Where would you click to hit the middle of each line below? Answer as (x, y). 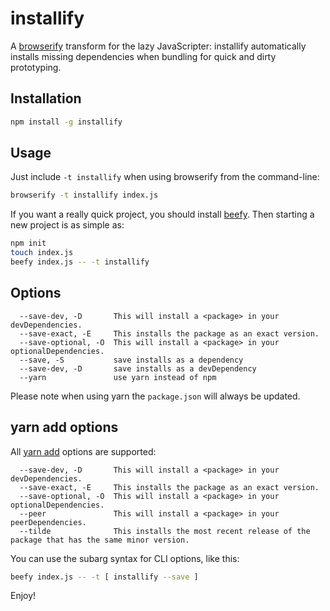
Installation (46, 98)
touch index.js (42, 253)
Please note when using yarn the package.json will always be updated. (155, 396)
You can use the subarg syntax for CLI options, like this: (125, 558)
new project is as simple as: (67, 225)
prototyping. (36, 67)
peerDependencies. (48, 522)
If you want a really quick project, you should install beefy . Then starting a (162, 214)
